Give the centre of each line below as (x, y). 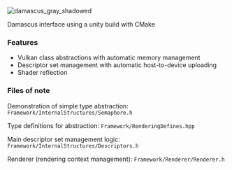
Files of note (29, 91)
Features (23, 42)
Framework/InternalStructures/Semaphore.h (70, 113)
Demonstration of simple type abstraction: (68, 106)
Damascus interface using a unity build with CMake (81, 24)
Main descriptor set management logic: (64, 139)
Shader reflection (42, 73)
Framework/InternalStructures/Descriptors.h (73, 146)
